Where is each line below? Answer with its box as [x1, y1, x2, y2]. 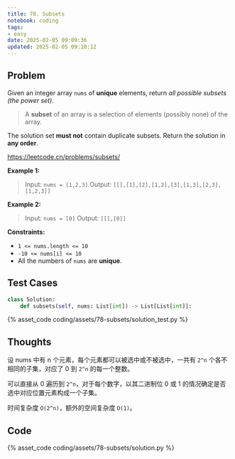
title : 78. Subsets [7, 10, 65, 18]
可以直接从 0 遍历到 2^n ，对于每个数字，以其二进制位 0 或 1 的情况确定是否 [7, 379, 226, 388]
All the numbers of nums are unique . [17, 256, 122, 265]
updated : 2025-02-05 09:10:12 [7, 43, 97, 50]
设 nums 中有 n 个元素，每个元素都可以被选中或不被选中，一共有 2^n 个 [7, 356, 215, 364]
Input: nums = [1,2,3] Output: [24, 180, 112, 188]
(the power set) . [7, 96, 55, 104]
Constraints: [7, 227, 45, 236]
